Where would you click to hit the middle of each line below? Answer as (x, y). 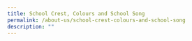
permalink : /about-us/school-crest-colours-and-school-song (97, 20)
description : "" (31, 26)
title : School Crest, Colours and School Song (76, 14)
